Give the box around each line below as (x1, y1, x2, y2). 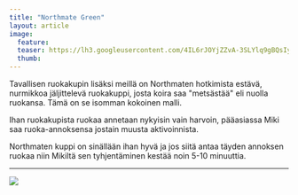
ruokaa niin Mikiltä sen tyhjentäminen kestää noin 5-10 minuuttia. (9, 151, 247, 160)
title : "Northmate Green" (9, 12, 105, 22)
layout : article (9, 21, 69, 30)
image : (9, 29, 34, 38)
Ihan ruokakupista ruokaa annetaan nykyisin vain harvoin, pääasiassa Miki (9, 114, 279, 125)
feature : (17, 37, 50, 47)
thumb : (17, 54, 42, 63)
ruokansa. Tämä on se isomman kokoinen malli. (9, 97, 183, 107)
